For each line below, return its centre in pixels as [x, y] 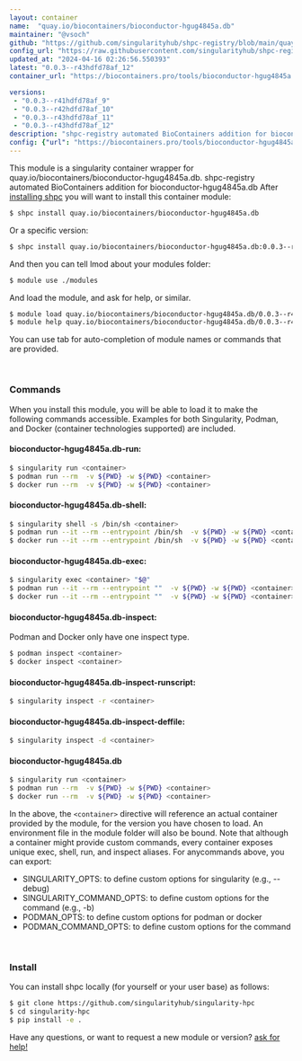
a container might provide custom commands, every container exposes [141, 842]
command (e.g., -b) [58, 907]
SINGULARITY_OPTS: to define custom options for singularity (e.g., [147, 879]
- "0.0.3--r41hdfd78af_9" [62, 101]
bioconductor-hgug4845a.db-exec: [78, 561]
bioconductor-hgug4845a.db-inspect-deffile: [98, 721]
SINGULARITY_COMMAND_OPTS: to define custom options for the [146, 897]
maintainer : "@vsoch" [50, 34]
